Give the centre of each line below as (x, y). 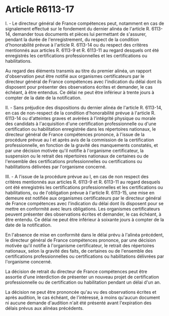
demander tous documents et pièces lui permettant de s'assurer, (80, 34)
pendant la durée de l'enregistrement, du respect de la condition (72, 39)
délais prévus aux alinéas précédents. (45, 308)
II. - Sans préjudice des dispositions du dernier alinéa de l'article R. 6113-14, (84, 107)
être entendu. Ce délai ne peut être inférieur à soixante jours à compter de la (85, 219)
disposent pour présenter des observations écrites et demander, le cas (79, 87)
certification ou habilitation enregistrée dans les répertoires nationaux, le (81, 129)
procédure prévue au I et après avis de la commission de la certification (80, 140)
